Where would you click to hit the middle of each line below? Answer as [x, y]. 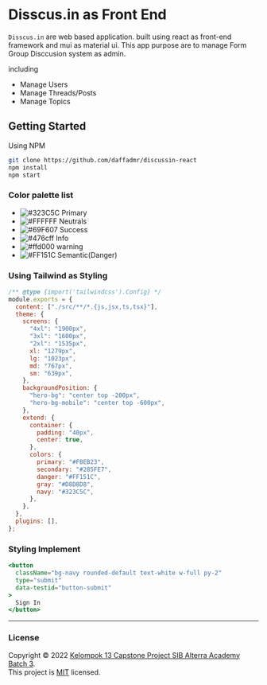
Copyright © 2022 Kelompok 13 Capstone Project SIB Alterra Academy [124, 655]
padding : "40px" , [65, 432]
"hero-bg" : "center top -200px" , [85, 395]
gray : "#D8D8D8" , [65, 484]
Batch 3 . [22, 664]
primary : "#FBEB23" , [71, 462]
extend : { [39, 418]
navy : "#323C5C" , [65, 492]
